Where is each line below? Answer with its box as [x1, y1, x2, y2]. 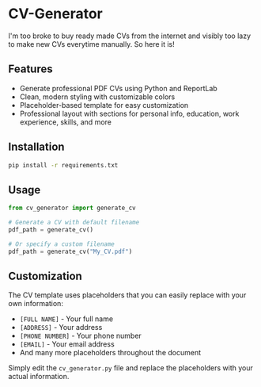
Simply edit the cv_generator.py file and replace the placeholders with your [8, 363, 253, 373]
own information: [8, 299, 63, 308]
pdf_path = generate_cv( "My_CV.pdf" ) [8, 247, 133, 255]
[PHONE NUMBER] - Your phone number [19, 331, 142, 341]
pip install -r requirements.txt [8, 161, 119, 169]
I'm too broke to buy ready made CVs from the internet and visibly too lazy [8, 31, 252, 40]
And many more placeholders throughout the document [19, 348, 202, 358]
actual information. [8, 372, 70, 381]
